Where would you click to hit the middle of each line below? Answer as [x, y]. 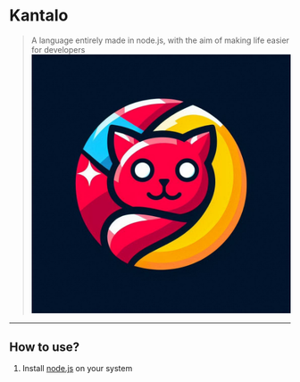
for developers [58, 49]
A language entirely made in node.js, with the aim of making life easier [160, 40]
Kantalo [39, 16]
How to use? [45, 347]
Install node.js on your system [77, 368]
